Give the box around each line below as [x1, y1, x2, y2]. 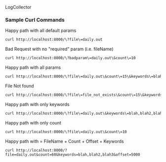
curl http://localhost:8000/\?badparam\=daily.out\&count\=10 [5, 56, 136, 61]
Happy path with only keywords [5, 101, 70, 107]
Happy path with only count [5, 120, 62, 126]
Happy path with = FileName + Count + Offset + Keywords [5, 138, 124, 144]
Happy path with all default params [5, 28, 77, 33]
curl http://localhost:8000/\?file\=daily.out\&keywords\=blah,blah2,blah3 [5, 111, 165, 116]
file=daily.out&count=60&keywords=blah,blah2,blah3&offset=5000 [5, 152, 140, 157]
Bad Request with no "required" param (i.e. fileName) [5, 46, 114, 52]
